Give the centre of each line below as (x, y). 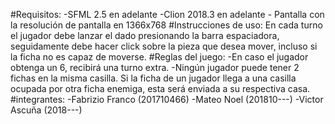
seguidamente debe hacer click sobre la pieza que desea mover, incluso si (164, 46)
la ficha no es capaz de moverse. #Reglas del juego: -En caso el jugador (159, 57)
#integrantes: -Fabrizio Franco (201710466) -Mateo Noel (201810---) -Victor (167, 99)
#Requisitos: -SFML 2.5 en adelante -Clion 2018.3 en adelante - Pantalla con (167, 14)
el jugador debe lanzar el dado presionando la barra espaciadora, (145, 35)
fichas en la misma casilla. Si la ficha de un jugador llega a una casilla (153, 78)
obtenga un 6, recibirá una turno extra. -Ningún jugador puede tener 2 (155, 67)
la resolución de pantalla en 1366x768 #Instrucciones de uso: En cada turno (166, 25)
